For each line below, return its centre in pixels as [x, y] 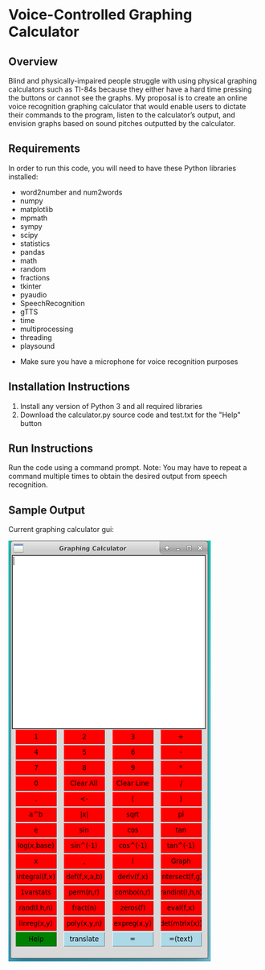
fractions [35, 277]
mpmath [34, 218]
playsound [37, 346]
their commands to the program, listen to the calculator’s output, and [122, 115]
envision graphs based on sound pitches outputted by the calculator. [122, 123]
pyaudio [33, 294]
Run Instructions [51, 449]
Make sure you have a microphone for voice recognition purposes [129, 361]
